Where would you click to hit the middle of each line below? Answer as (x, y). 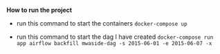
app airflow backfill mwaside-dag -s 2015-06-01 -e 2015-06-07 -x (114, 44)
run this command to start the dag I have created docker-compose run (115, 37)
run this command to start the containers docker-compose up (102, 23)
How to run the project (39, 10)
